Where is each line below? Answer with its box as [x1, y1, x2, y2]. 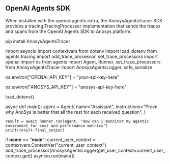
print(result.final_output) [5, 127, 65, 133]
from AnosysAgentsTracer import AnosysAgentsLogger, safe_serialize [5, 64, 153, 70]
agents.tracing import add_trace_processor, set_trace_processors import [5, 53, 158, 59]
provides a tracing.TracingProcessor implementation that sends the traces [5, 23, 161, 29]
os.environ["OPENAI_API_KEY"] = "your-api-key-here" [5, 74, 120, 80]
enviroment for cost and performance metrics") [5, 123, 108, 128]
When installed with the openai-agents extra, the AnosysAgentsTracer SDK [5, 17, 163, 23]
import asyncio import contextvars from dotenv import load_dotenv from [5, 48, 157, 54]
